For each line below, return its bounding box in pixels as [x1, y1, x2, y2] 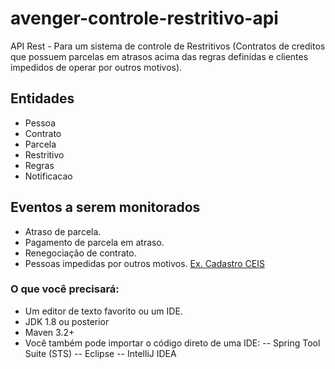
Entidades [10, 90, 75, 107]
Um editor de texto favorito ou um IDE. [24, 305, 183, 317]
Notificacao [24, 170, 73, 182]
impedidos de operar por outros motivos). [10, 61, 183, 73]
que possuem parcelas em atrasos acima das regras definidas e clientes [10, 50, 309, 62]
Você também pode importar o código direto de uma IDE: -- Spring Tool [24, 337, 321, 349]
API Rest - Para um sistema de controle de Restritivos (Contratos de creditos [10, 40, 326, 52]
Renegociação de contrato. [24, 247, 137, 259]
